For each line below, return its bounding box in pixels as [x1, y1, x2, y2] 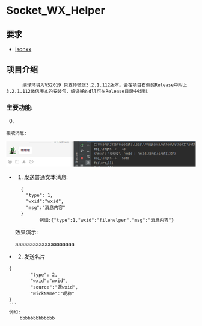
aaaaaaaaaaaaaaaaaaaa [14, 240, 75, 248]
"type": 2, [30, 272, 58, 278]
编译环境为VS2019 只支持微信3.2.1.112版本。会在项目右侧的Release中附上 [22, 82, 188, 88]
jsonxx [14, 46, 32, 52]
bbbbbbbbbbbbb [19, 315, 55, 321]
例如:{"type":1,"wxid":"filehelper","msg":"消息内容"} [39, 218, 174, 224]
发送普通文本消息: [23, 174, 68, 181]
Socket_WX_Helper [6, 4, 105, 17]
